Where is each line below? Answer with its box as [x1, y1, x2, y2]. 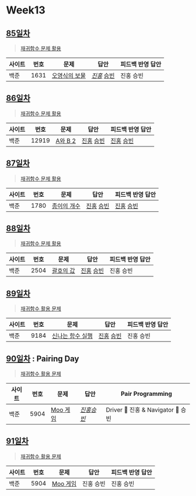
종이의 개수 [51, 201, 80, 210]
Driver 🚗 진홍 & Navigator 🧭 [106, 406, 180, 414]
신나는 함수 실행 [51, 332, 93, 340]
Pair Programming [120, 390, 172, 398]
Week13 [6, 4, 45, 17]
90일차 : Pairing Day [6, 354, 79, 364]
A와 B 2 [55, 136, 76, 145]
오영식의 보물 [51, 71, 86, 80]
